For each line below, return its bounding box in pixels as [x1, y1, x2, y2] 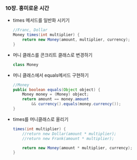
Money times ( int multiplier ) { [12, 32, 80, 38]
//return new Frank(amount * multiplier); [22, 136, 114, 141]
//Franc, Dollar [12, 27, 48, 33]
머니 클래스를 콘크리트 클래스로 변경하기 [12, 51, 93, 58]
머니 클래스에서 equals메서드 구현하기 [12, 72, 89, 78]
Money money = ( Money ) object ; [22, 92, 89, 97]
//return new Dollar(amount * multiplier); [22, 131, 116, 136]
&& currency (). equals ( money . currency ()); [31, 101, 122, 106]
